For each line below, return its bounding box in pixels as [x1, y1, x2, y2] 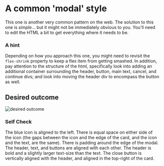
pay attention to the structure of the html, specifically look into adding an [5, 63, 152, 69]
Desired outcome [5, 93, 59, 101]
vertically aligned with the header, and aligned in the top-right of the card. [5, 155, 155, 162]
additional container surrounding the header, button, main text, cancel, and [5, 69, 157, 74]
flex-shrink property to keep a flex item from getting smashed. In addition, [5, 58, 157, 64]
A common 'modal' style [5, 3, 107, 14]
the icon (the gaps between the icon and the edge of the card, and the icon [5, 135, 157, 141]
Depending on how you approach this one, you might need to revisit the [5, 53, 150, 59]
